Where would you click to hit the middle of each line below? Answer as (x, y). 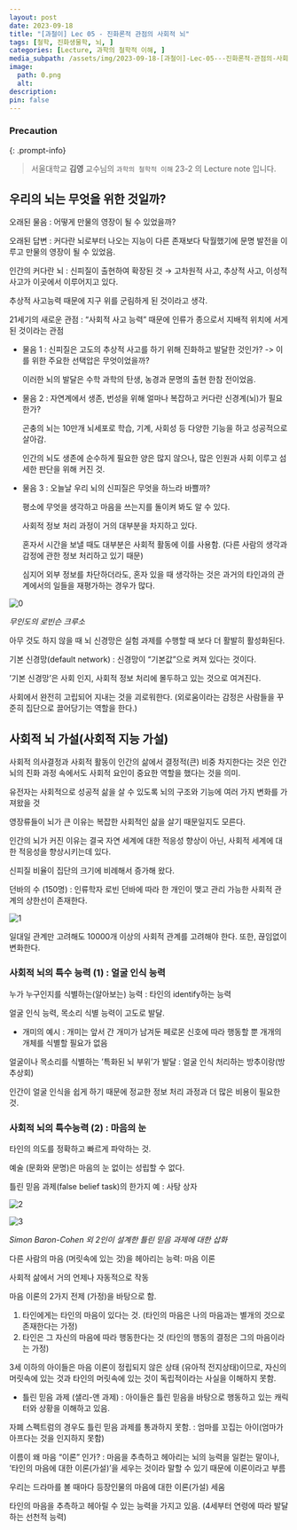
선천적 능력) (46, 1517)
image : (21, 67)
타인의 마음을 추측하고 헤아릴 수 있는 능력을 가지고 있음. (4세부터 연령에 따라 (141, 1505)
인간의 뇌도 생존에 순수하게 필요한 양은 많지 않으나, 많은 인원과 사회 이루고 (149, 459)
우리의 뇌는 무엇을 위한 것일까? (88, 199)
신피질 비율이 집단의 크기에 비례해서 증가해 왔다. (92, 871)
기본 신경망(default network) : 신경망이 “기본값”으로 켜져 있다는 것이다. (133, 659)
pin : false (29, 100)
